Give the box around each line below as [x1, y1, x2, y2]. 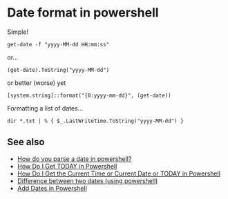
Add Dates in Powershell [17, 184, 88, 192]
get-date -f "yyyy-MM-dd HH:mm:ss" [7, 41, 110, 48]
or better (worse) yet [7, 78, 66, 87]
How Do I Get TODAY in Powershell [17, 162, 117, 170]
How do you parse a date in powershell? [17, 154, 132, 163]
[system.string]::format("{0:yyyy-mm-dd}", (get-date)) [7, 92, 171, 99]
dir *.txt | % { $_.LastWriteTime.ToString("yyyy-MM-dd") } [7, 117, 184, 124]
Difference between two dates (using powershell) [17, 176, 158, 184]
